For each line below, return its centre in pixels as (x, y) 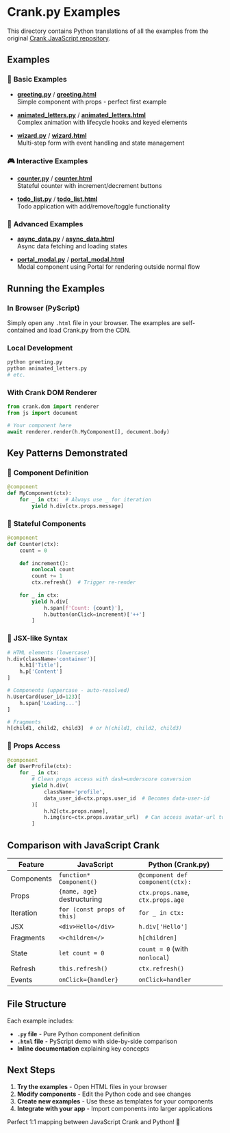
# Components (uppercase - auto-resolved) (68, 691)
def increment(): (44, 563)
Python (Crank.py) (179, 865)
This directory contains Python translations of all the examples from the (108, 31)
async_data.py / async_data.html (66, 239)
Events (22, 980)
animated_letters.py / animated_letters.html (81, 115)
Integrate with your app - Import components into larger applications (115, 1108)
